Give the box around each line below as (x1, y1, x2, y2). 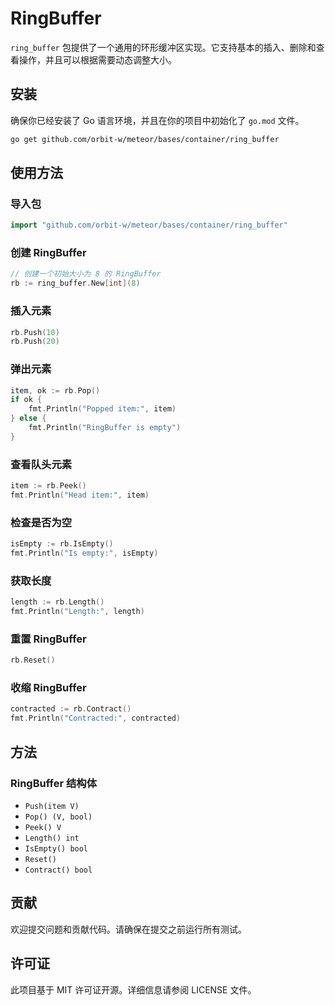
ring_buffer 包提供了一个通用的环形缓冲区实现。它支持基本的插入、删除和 (10, 41, 317, 53)
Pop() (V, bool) (24, 812, 93, 822)
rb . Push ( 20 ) (10, 337, 60, 347)
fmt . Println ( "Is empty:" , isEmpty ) (10, 548, 159, 559)
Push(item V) (24, 801, 80, 811)
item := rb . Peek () (10, 481, 87, 491)
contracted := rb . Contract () (10, 704, 132, 714)
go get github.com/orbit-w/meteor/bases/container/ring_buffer (10, 134, 280, 144)
